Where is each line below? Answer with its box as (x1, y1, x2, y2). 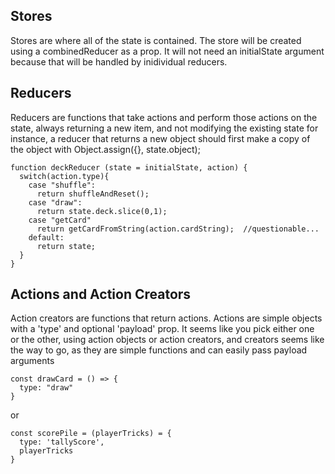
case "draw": (28, 197, 83, 208)
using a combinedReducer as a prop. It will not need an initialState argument (10, 45, 325, 57)
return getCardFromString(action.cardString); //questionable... (36, 224, 320, 234)
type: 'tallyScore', (19, 437, 105, 448)
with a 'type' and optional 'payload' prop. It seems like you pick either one (10, 323, 315, 335)
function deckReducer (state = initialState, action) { (10, 162, 248, 173)
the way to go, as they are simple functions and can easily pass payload (10, 344, 308, 356)
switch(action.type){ (19, 171, 110, 181)
